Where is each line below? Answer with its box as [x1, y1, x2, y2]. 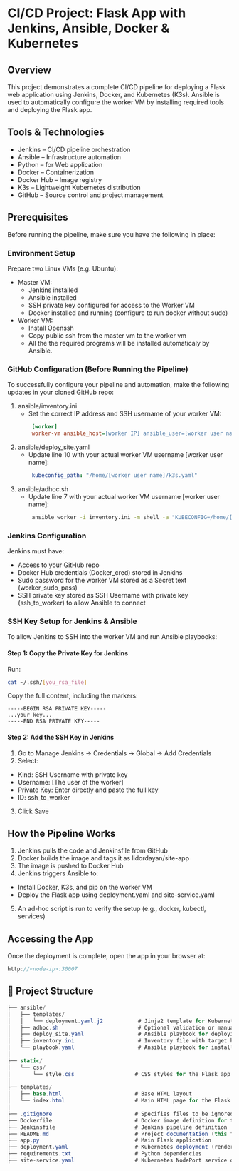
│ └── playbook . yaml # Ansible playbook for [7, 1044, 208, 1051]
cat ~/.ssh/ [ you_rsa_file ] [7, 678, 87, 686]
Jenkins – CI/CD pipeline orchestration [17, 145, 131, 154]
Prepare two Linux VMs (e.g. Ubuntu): [7, 264, 119, 273]
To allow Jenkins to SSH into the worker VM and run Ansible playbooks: [7, 633, 218, 641]
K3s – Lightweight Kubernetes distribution [17, 183, 141, 191]
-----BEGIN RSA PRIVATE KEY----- [7, 705, 107, 713]
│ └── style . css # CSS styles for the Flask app [7, 1070, 231, 1077]
